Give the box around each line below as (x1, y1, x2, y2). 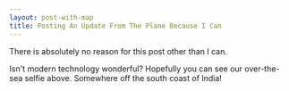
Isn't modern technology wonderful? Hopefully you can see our (9, 63, 243, 74)
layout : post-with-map (9, 12, 94, 22)
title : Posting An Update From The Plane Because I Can (9, 21, 222, 30)
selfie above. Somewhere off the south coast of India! (24, 72, 222, 83)
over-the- (244, 63, 280, 74)
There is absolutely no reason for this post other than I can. (9, 45, 228, 56)
